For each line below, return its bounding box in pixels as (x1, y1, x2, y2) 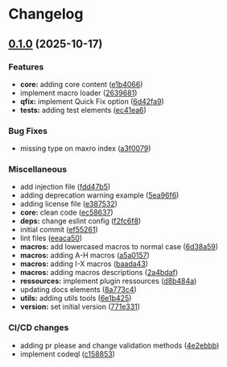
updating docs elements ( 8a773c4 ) (19, 285, 137, 294)
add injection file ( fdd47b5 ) (19, 182, 111, 192)
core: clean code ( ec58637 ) (19, 207, 114, 218)
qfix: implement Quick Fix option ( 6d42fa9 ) (19, 96, 165, 106)
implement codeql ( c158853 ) (19, 348, 115, 359)
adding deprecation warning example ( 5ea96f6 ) (19, 190, 180, 200)
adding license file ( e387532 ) (19, 199, 118, 209)
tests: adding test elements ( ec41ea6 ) (19, 105, 147, 115)
